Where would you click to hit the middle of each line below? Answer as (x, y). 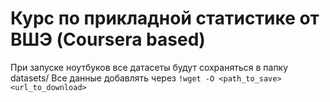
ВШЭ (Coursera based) (108, 39)
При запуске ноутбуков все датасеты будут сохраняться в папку (149, 67)
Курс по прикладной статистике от (165, 18)
